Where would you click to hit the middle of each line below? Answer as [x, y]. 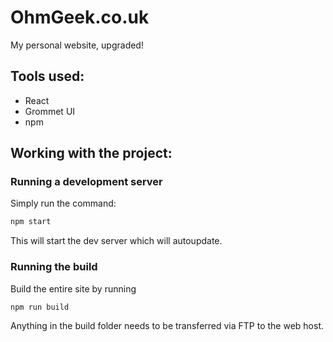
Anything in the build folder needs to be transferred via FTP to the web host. [167, 326]
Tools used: [47, 76]
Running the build [54, 267]
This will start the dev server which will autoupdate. [116, 241]
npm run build [40, 307]
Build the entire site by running [73, 288]
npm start [31, 222]
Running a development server [86, 182]
